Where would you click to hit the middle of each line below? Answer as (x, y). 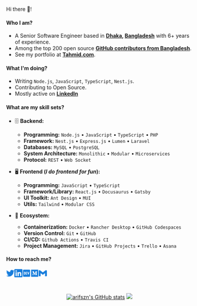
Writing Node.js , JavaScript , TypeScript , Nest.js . (75, 81)
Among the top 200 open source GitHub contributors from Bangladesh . (103, 48)
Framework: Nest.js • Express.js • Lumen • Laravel (86, 141)
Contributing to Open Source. (51, 87)
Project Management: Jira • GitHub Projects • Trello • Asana (100, 246)
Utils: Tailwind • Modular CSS (59, 204)
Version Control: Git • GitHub (60, 233)
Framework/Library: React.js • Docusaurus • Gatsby (87, 191)
